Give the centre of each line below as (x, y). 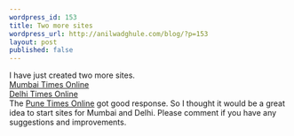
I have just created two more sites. (72, 75)
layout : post (33, 42)
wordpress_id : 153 (43, 17)
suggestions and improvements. (68, 122)
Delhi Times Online (44, 94)
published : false (41, 50)
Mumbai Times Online (49, 85)
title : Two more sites (51, 26)
